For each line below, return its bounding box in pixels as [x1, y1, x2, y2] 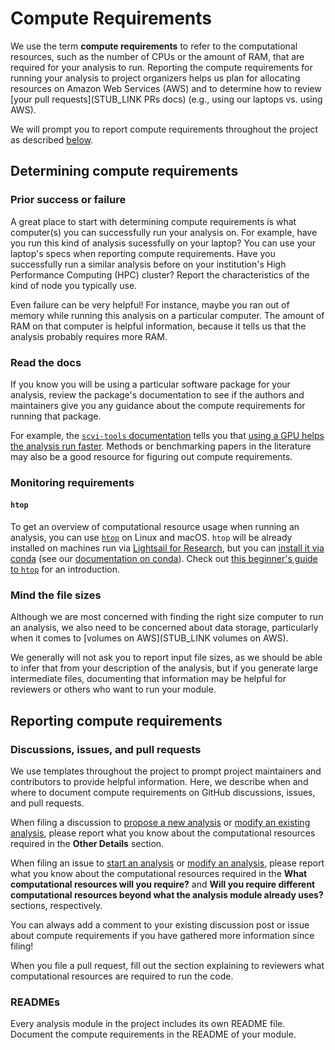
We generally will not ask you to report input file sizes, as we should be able [10, 652, 323, 664]
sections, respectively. [10, 900, 103, 912]
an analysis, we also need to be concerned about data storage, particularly [10, 622, 319, 634]
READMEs [10, 995, 61, 1009]
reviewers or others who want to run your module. [10, 683, 217, 696]
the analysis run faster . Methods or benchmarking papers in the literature [10, 440, 312, 452]
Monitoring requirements [10, 475, 135, 489]
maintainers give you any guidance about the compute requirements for [10, 399, 306, 411]
